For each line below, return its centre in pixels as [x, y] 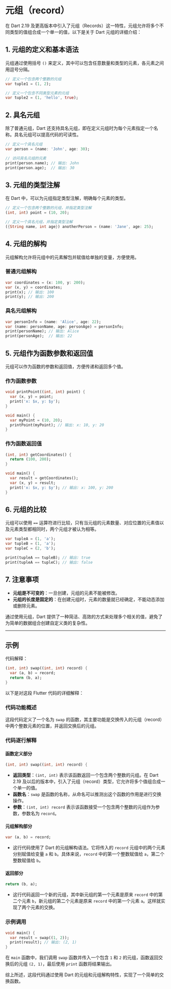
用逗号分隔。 [19, 69]
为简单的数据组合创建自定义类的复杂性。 [48, 623]
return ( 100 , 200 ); [31, 459]
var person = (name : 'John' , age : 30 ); [48, 149]
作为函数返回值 [24, 444]
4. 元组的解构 [26, 244]
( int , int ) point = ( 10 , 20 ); [37, 213]
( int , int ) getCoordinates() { [38, 455]
